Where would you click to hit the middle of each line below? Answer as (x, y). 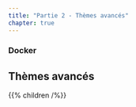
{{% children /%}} (38, 95)
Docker (23, 51)
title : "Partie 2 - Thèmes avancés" (68, 15)
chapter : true (32, 23)
